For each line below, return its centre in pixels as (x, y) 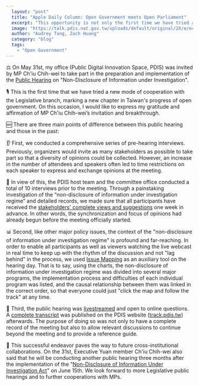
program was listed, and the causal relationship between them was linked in (99, 284)
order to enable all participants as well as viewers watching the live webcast (99, 246)
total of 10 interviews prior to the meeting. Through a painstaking (85, 188)
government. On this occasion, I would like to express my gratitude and (93, 106)
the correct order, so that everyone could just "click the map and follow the (98, 290)
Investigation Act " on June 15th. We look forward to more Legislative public (98, 370)
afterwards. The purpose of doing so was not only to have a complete (91, 321)
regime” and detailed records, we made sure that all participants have (91, 201)
